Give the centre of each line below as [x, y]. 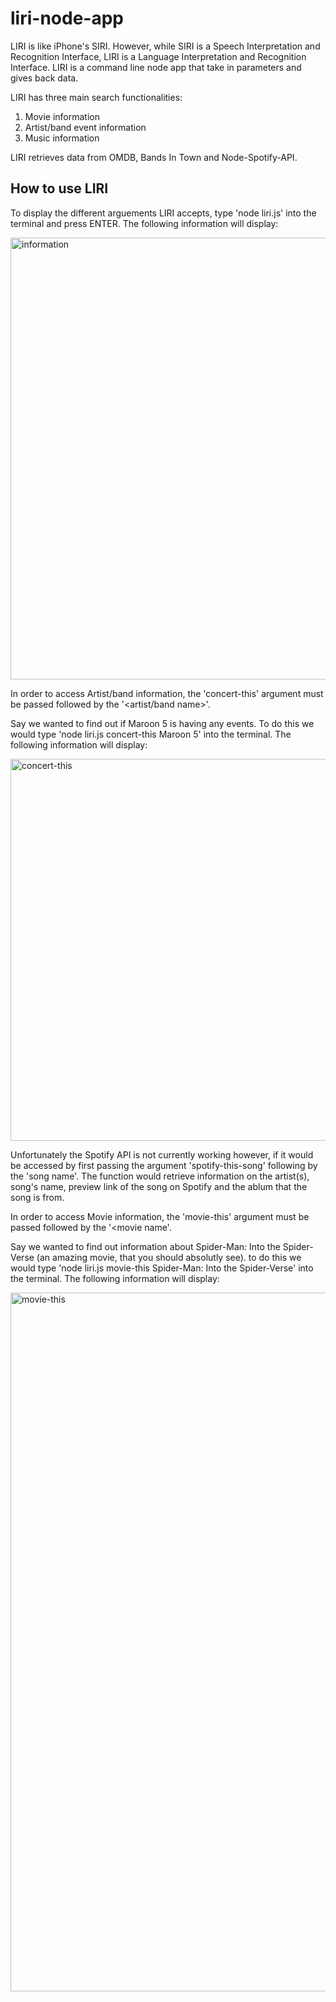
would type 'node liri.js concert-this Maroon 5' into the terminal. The [151, 734]
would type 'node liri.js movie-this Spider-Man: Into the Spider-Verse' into [162, 1268]
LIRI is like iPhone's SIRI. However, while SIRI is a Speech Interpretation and [165, 46]
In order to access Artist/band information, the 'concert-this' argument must [167, 693]
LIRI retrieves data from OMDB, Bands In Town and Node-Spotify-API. [154, 157]
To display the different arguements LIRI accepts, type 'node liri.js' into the [163, 213]
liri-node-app [67, 18]
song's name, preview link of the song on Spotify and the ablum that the [159, 1186]
